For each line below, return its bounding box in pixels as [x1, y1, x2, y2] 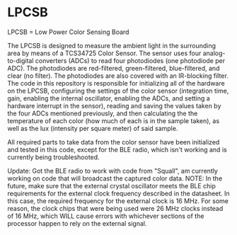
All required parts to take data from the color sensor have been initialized [7, 137, 220, 146]
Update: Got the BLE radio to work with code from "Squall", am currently [7, 166, 218, 175]
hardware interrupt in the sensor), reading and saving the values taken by [7, 101, 221, 110]
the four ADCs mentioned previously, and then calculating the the [7, 109, 198, 117]
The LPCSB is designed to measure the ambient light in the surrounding [7, 41, 216, 50]
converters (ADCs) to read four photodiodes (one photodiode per [35, 56, 225, 64]
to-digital [7, 56, 34, 64]
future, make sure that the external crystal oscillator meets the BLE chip [7, 181, 216, 190]
